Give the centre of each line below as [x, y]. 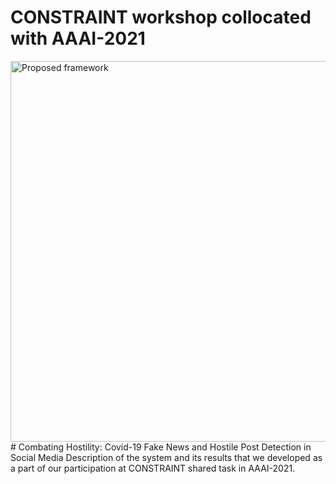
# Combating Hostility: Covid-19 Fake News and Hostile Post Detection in [161, 447]
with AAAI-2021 [78, 38]
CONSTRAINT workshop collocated [161, 17]
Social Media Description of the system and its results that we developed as [166, 457]
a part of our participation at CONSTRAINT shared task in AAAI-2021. [153, 468]
